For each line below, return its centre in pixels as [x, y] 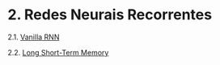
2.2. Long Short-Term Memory [58, 52]
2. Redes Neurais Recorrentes [110, 15]
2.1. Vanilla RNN [34, 37]
